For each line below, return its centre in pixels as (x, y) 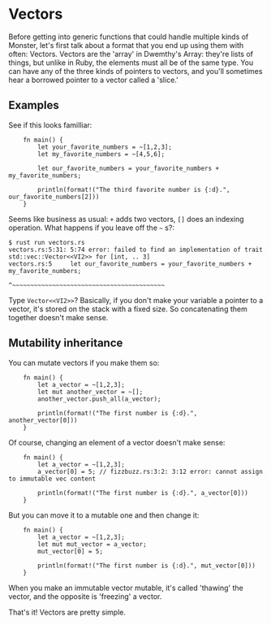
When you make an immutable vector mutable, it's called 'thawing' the (126, 588)
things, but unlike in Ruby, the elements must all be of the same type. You (131, 63)
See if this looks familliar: (50, 125)
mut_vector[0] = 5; (71, 551)
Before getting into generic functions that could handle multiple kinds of (129, 37)
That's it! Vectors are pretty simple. (67, 612)
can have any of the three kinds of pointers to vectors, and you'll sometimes (135, 71)
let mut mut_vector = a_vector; (92, 544)
